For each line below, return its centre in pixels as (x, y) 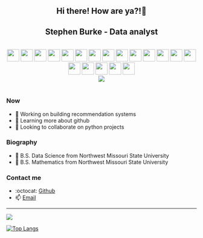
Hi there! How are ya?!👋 (101, 11)
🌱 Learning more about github (52, 120)
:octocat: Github (35, 191)
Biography (22, 143)
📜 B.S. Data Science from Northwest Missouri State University (92, 155)
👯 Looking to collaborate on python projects (69, 127)
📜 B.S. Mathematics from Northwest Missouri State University (92, 162)
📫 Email (25, 198)
